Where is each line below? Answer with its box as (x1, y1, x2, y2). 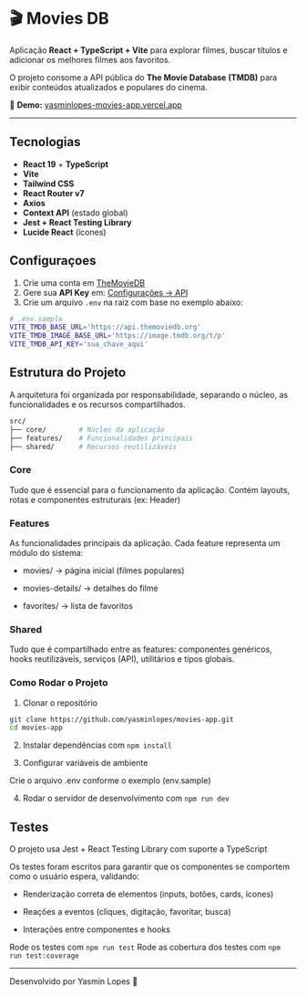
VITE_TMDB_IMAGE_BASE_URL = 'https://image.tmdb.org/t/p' (9, 331, 226, 341)
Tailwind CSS (22, 178, 75, 189)
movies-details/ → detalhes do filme (22, 582, 158, 593)
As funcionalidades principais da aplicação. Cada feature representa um (9, 537, 280, 549)
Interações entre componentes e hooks (22, 924, 171, 935)
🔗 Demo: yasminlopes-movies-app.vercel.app (9, 99, 182, 110)
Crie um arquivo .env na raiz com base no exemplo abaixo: (22, 297, 244, 308)
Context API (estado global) (22, 207, 129, 218)
